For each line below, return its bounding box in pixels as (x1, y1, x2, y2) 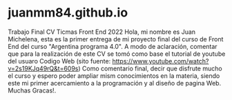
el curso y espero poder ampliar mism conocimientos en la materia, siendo (8, 71, 220, 80)
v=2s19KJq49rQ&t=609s (8, 64, 79, 72)
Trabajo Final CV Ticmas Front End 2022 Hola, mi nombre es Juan (8, 28, 196, 36)
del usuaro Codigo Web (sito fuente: (8, 57, 111, 65)
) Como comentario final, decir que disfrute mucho (78, 64, 223, 72)
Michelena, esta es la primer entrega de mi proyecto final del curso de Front (8, 34, 224, 43)
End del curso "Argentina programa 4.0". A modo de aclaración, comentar (8, 42, 217, 50)
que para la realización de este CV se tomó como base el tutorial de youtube (8, 50, 226, 58)
